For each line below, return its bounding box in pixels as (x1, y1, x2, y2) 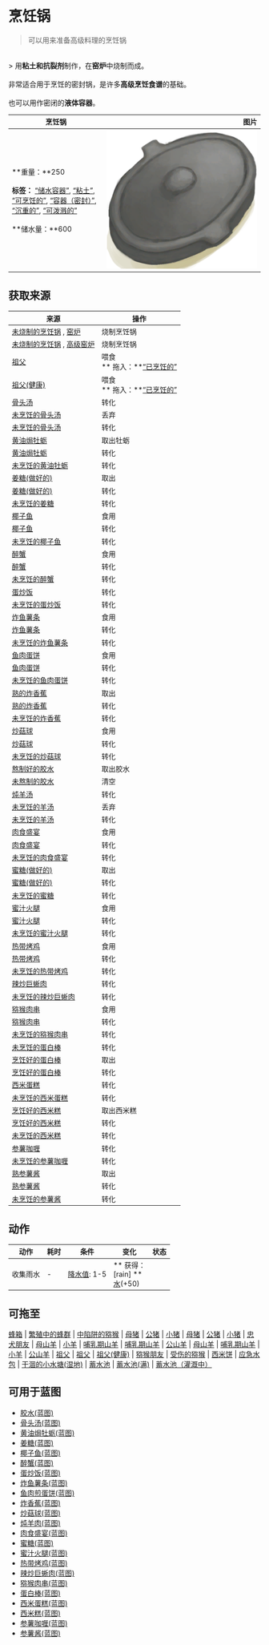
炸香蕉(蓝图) (19, 1498, 62, 1507)
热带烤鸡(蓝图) (19, 1558, 68, 1567)
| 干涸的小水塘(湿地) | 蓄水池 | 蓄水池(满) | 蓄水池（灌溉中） (17, 1360, 212, 1369)
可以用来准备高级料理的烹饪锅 (27, 35, 126, 45)
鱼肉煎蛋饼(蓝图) (19, 1488, 75, 1498)
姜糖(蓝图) (19, 1437, 54, 1447)
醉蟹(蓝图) (19, 1458, 54, 1467)
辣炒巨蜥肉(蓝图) (19, 1568, 75, 1578)
